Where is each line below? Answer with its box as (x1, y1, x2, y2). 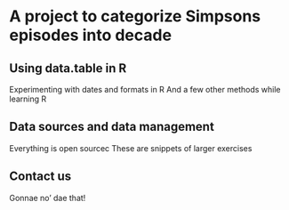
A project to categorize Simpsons (9, 6, 261, 27)
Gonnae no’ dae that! (9, 192, 86, 203)
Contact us (9, 169, 72, 184)
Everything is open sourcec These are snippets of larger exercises (9, 142, 253, 153)
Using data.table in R (9, 61, 127, 76)
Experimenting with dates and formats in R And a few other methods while (9, 85, 281, 94)
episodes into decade (9, 25, 172, 45)
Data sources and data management (9, 119, 215, 134)
